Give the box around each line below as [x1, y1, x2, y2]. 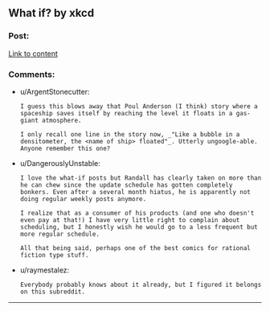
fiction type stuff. [19, 251, 89, 259]
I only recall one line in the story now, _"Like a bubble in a [19, 130, 240, 139]
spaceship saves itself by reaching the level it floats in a [19, 109, 233, 117]
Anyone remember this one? [19, 144, 111, 152]
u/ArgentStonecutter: [19, 87, 90, 96]
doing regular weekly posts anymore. [19, 195, 147, 203]
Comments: [8, 68, 55, 79]
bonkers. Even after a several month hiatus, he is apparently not [19, 188, 251, 196]
